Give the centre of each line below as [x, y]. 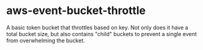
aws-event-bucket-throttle [76, 11]
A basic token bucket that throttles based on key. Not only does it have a [97, 27]
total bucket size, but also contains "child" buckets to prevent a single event [101, 34]
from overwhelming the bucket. [46, 40]
